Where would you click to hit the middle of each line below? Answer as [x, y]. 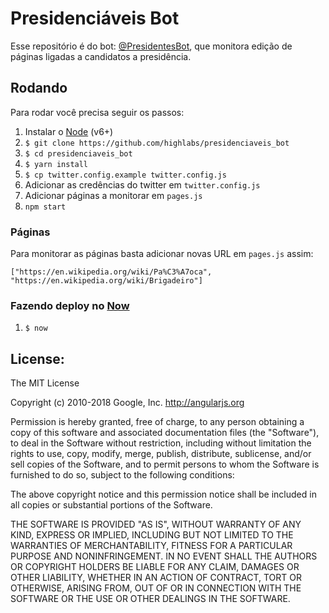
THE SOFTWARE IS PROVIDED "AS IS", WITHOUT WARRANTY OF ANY [156, 524]
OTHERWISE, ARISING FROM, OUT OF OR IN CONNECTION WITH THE [156, 588]
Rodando [39, 88]
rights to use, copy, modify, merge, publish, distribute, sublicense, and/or [161, 454]
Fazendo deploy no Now [70, 305]
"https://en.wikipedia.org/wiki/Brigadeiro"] [106, 281]
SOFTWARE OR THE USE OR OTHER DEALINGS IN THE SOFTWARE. [150, 599]
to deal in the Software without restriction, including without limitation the [161, 443]
